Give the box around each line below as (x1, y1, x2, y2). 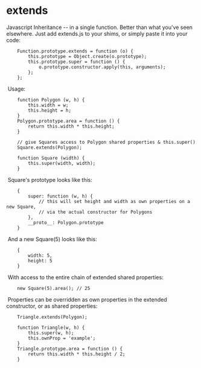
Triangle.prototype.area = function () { (17, 346, 123, 352)
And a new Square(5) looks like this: (7, 235, 98, 242)
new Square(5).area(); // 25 (17, 285, 91, 291)
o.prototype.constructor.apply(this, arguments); (38, 64, 166, 70)
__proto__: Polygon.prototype (28, 219, 104, 225)
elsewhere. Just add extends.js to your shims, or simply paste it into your (6, 30, 188, 37)
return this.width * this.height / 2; (28, 351, 126, 357)
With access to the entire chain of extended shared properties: (7, 273, 164, 281)
